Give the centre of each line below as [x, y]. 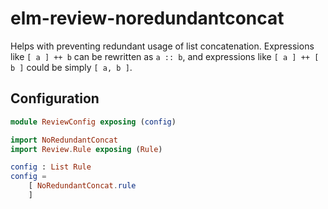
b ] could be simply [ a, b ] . [71, 67]
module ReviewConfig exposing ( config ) [93, 122]
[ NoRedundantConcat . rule [82, 186]
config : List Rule [51, 167]
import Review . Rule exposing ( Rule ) [86, 149]
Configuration [55, 98]
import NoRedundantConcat [64, 140]
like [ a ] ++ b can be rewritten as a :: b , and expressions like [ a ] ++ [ [165, 56]
